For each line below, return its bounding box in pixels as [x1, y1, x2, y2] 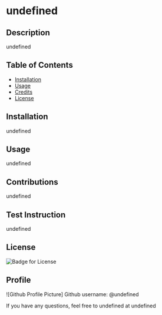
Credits [14, 88, 33, 95]
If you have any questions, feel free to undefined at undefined [6, 302, 156, 309]
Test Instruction [6, 210, 66, 220]
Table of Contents [6, 60, 74, 70]
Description [6, 28, 50, 38]
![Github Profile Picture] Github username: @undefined [6, 290, 140, 298]
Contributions [6, 177, 58, 187]
